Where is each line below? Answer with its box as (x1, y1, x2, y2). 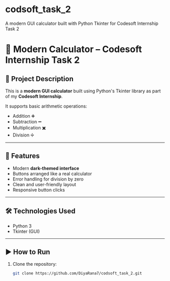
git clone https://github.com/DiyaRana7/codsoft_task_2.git (12, 271, 142, 276)
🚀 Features (5, 152, 40, 160)
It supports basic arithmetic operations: (5, 103, 88, 109)
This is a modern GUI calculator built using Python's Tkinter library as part (5, 88, 161, 94)
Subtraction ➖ (12, 118, 42, 125)
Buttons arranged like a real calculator (12, 170, 92, 177)
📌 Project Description (5, 75, 74, 83)
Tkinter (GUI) (12, 228, 40, 234)
